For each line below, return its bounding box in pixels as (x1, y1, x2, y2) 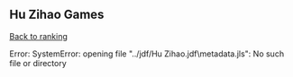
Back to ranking (9, 30, 68, 41)
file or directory (9, 57, 68, 68)
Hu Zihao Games (9, 7, 105, 22)
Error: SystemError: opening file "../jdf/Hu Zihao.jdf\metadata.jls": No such (9, 48, 285, 59)
